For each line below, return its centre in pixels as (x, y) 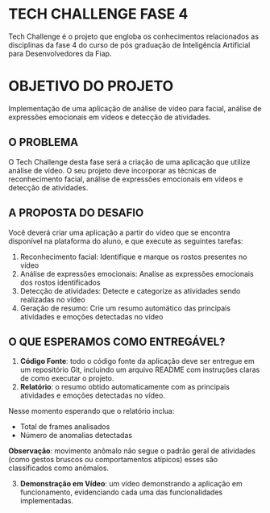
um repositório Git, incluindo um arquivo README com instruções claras (140, 370)
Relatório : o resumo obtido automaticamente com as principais (125, 387)
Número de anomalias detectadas (76, 436)
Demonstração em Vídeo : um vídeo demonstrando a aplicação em (131, 484)
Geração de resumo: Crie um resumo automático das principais (125, 308)
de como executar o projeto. (67, 378)
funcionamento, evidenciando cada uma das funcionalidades (121, 492)
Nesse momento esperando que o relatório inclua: (91, 411)
